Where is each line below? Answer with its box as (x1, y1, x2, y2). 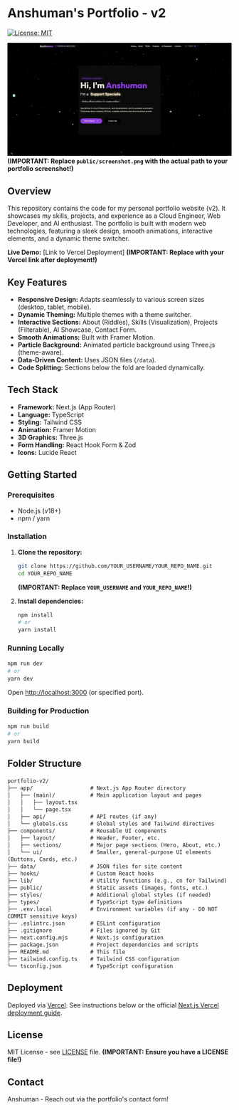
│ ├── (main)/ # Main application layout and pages (7, 792, 202, 799)
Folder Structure (7, 758, 82, 770)
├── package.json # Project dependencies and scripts (7, 941, 199, 948)
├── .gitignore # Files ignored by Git (7, 927, 161, 934)
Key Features (7, 276, 68, 288)
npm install (17, 611, 53, 619)
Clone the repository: (17, 548, 83, 556)
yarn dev (7, 675, 33, 683)
